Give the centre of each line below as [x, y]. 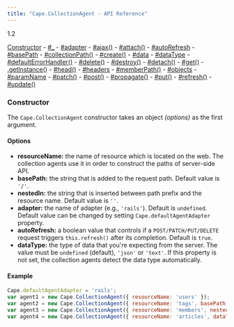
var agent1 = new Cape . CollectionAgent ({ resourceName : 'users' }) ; [109, 297]
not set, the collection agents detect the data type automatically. [109, 260]
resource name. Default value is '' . [68, 201]
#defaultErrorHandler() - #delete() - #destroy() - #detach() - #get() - [106, 62]
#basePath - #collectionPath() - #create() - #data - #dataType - [99, 54]
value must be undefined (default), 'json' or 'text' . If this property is [117, 252]
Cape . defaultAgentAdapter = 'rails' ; [62, 291]
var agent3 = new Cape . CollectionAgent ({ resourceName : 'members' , [107, 310]
